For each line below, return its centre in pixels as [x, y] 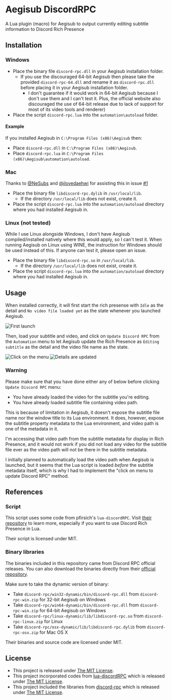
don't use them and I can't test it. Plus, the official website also [94, 98]
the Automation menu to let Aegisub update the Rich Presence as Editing [82, 342]
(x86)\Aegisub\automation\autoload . [52, 159]
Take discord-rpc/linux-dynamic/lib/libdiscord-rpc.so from [78, 616]
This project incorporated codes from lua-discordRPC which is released [89, 676]
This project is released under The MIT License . [63, 671]
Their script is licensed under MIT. [42, 539]
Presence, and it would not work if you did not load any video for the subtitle [86, 444]
